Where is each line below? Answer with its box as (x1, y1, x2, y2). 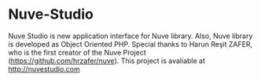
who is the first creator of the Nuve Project (8, 48, 147, 57)
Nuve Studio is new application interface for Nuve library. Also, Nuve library (8, 31, 253, 40)
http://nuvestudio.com (8, 64, 80, 73)
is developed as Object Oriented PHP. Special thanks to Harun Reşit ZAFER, (8, 39, 253, 48)
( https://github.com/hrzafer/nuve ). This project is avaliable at (8, 56, 206, 65)
